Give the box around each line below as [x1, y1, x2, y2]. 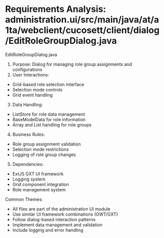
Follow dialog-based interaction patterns [12, 216, 96, 222]
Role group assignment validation [12, 141, 81, 147]
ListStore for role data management [12, 111, 85, 117]
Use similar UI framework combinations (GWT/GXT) [12, 211, 118, 217]
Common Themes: [5, 196, 43, 202]
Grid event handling [12, 92, 53, 98]
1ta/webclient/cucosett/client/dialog [5, 25, 160, 36]
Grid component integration [12, 181, 70, 187]
